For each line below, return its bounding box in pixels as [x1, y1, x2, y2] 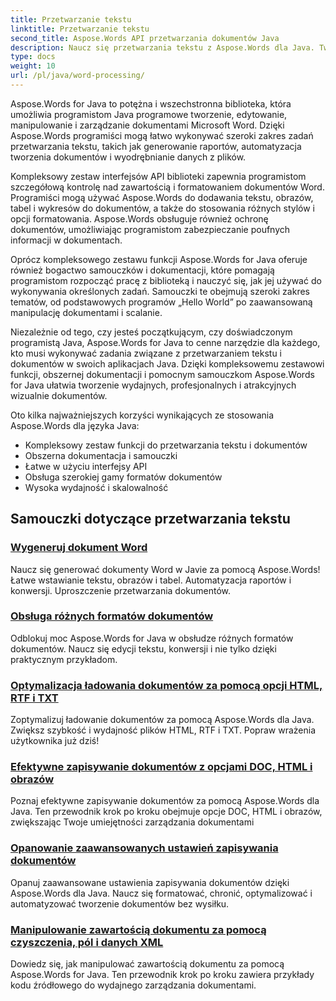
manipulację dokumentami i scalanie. [10, 306, 163, 318]
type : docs [10, 52, 56, 62]
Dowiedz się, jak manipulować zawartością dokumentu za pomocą [10, 958, 285, 970]
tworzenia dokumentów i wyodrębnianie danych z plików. [10, 151, 247, 163]
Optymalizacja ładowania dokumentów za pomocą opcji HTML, [10, 678, 323, 692]
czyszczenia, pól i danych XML [10, 935, 164, 949]
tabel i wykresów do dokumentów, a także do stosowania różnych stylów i [10, 202, 316, 214]
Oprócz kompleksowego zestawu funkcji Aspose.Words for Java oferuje [10, 253, 308, 265]
